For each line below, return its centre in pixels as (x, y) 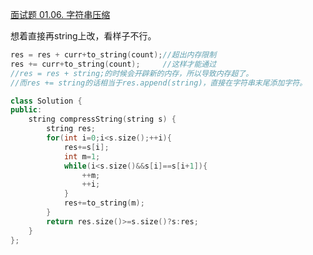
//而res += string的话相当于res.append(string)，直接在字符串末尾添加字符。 (159, 83)
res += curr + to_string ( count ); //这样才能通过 (113, 64)
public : (26, 110)
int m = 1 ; (82, 156)
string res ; (71, 129)
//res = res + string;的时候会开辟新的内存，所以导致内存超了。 (132, 73)
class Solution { (46, 101)
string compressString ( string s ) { (102, 119)
